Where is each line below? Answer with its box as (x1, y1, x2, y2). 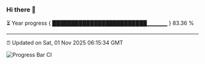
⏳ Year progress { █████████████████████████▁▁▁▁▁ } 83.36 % (6, 19, 194, 27)
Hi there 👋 (6, 5, 37, 14)
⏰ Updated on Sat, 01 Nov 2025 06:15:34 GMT (6, 39, 123, 46)
